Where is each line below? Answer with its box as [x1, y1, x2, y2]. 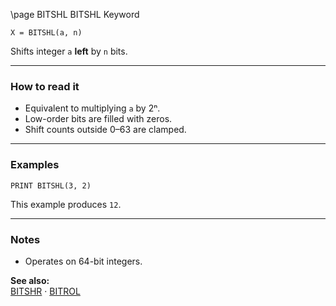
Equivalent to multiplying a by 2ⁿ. [24, 102, 161, 114]
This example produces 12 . [10, 198, 122, 210]
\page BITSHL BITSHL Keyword [10, 9, 140, 20]
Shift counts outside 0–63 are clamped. [24, 124, 187, 136]
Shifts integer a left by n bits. [10, 45, 128, 57]
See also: [10, 274, 50, 286]
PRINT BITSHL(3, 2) [10, 180, 92, 191]
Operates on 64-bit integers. [24, 255, 143, 267]
